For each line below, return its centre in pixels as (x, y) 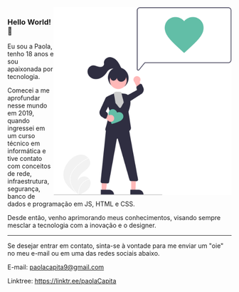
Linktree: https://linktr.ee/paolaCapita (62, 281)
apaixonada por (30, 69)
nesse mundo (27, 105)
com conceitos (29, 166)
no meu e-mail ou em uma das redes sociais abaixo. (84, 254)
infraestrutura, (28, 182)
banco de (21, 197)
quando (18, 121)
